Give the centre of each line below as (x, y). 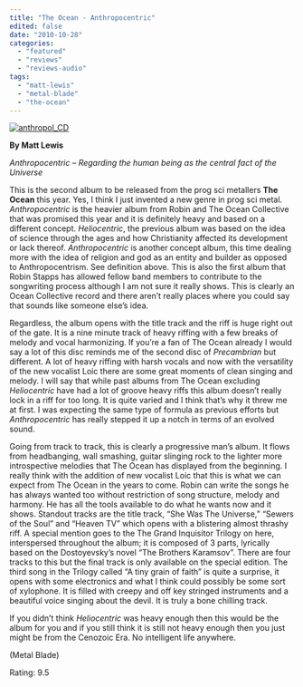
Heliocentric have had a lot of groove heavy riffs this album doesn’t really (146, 391)
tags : (19, 77)
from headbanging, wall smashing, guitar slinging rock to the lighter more (146, 456)
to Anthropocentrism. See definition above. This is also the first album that (148, 267)
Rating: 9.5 (29, 672)
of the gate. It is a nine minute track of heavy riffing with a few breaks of (144, 333)
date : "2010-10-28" (46, 34)
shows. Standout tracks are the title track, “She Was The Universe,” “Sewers (151, 514)
